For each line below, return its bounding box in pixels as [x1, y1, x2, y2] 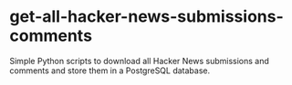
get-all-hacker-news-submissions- [9, 6, 285, 27]
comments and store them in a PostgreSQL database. [9, 65, 211, 76]
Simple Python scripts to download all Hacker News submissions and [9, 55, 269, 66]
